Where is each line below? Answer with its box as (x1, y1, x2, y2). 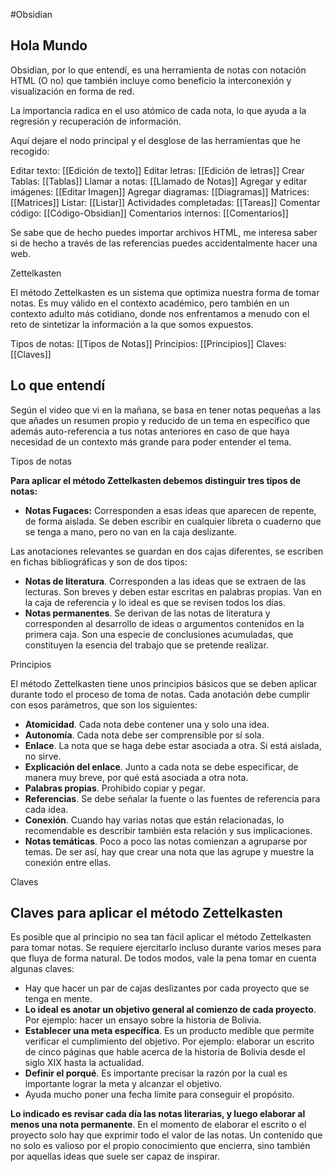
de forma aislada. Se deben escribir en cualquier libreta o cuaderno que (24, 515, 322, 527)
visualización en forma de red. (10, 85, 135, 97)
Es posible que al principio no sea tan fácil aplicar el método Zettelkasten (10, 931, 312, 943)
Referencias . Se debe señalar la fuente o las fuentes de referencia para (24, 792, 321, 804)
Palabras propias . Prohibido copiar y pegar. (24, 782, 206, 794)
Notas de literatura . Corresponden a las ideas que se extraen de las (24, 575, 307, 587)
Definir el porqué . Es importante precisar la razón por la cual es (24, 1067, 288, 1079)
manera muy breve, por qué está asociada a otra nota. (24, 771, 249, 783)
